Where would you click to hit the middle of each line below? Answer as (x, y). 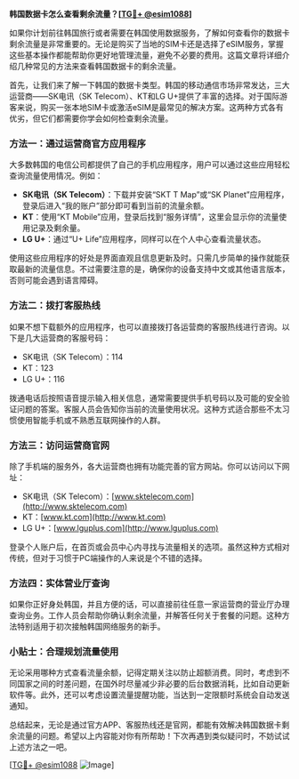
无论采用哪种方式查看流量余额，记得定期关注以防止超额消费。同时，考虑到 (145, 673)
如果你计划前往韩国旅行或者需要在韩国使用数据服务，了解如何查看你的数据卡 (149, 33)
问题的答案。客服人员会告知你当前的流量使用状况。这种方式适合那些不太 (149, 409)
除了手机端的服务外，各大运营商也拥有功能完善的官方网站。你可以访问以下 (145, 466)
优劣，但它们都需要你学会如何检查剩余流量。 (91, 118)
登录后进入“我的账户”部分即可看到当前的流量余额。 (115, 206)
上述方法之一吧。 (40, 747)
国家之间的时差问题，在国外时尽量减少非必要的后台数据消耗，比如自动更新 (153, 684)
